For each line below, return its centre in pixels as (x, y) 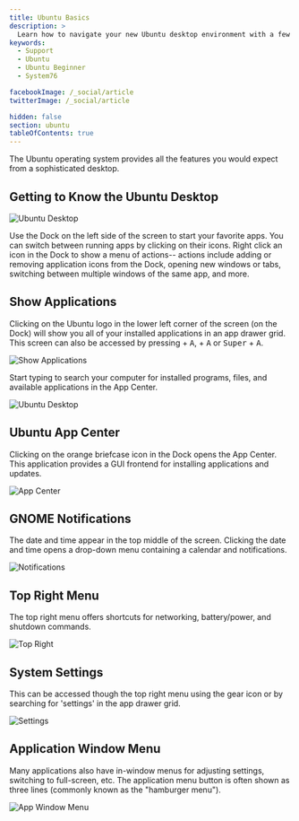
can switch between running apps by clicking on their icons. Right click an (146, 245)
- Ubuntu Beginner (52, 68)
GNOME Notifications (70, 518)
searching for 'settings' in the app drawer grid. (95, 703)
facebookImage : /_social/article (72, 92)
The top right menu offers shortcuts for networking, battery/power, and (140, 617)
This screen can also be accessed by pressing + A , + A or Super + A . (137, 343)
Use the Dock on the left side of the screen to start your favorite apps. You (146, 235)
